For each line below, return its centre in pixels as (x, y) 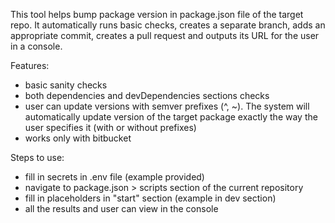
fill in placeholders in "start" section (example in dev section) (150, 198)
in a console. (36, 46)
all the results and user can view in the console (121, 208)
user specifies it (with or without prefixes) (110, 127)
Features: (30, 65)
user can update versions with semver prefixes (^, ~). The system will (167, 106)
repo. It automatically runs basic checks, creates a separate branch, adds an (168, 25)
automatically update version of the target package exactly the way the (171, 117)
